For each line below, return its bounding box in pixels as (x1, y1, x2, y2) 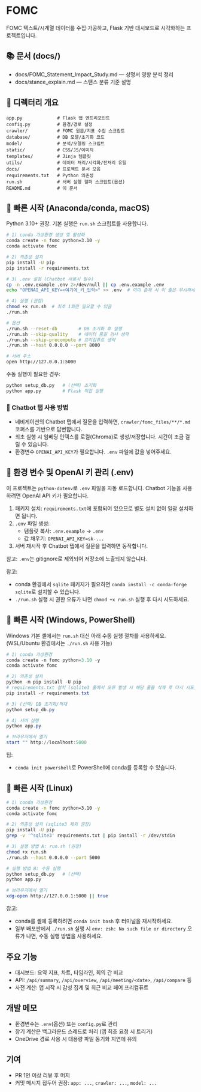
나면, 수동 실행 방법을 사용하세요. (26, 932, 103, 940)
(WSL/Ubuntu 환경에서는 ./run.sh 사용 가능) (6, 639, 112, 646)
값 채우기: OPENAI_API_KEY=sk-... (23, 535, 105, 542)
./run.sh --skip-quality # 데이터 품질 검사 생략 (6, 331, 129, 337)
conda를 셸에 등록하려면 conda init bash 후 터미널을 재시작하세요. (14, 917, 173, 925)
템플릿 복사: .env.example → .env (23, 527, 103, 535)
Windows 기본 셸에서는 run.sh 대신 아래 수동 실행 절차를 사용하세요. (6, 632, 166, 639)
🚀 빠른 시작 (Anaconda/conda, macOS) (6, 202, 150, 213)
